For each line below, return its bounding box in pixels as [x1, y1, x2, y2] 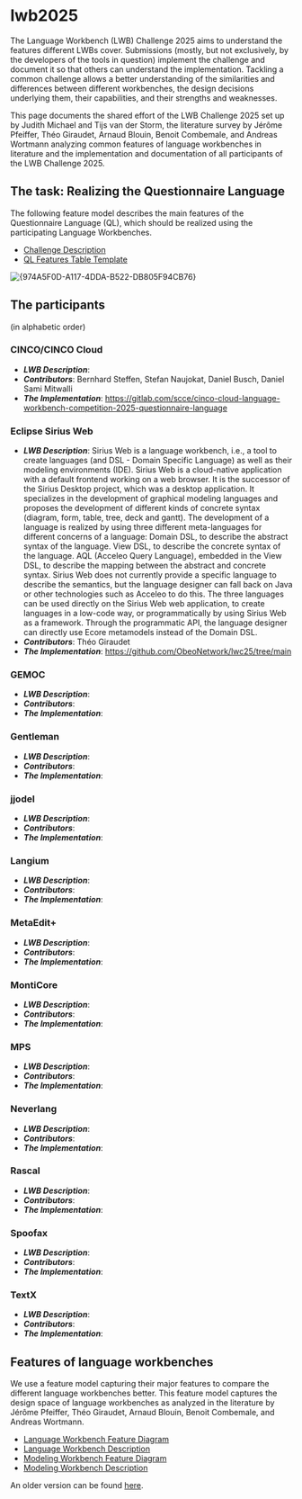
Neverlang [10, 1103, 58, 1116]
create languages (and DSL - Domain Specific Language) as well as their [22, 455, 293, 466]
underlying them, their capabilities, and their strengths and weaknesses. [10, 92, 278, 103]
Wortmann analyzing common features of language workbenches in [10, 139, 262, 149]
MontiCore [10, 978, 58, 991]
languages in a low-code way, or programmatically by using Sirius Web [22, 608, 287, 619]
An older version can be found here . [10, 1480, 144, 1491]
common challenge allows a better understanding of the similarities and [10, 73, 275, 84]
